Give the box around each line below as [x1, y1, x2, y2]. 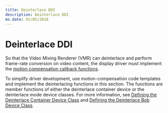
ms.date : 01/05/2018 [5, 17, 49, 22]
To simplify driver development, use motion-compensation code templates [5, 76, 161, 82]
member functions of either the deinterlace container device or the [5, 86, 145, 92]
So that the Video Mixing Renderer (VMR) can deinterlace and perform [5, 55, 152, 61]
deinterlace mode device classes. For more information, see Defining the [5, 92, 157, 98]
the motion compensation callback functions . [5, 66, 100, 72]
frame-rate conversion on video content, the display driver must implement [5, 61, 162, 67]
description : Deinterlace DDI [5, 12, 69, 17]
